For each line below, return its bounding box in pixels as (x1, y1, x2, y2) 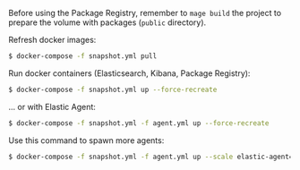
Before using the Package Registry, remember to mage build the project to (8, 8, 282, 18)
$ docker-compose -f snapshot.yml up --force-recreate (8, 85, 218, 94)
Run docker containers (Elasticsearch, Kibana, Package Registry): (8, 67, 251, 79)
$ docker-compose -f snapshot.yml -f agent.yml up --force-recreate (8, 118, 270, 128)
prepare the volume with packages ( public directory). (8, 17, 207, 28)
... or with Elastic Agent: (8, 101, 96, 112)
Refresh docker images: (8, 35, 97, 45)
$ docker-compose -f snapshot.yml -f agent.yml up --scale (8, 152, 234, 161)
